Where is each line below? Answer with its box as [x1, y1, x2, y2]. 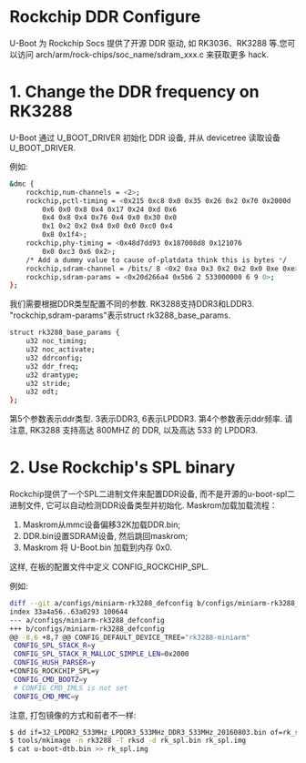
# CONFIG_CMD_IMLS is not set [13, 683, 128, 693]
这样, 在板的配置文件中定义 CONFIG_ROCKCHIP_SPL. [9, 562, 209, 573]
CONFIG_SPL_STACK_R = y [13, 641, 96, 650]
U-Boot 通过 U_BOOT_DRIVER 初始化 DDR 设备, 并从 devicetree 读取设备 [9, 132, 280, 143]
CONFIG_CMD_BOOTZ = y [13, 675, 88, 684]
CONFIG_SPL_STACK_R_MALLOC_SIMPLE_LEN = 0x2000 [13, 649, 189, 659]
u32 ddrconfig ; [25, 353, 84, 362]
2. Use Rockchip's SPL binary [9, 457, 236, 478]
